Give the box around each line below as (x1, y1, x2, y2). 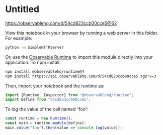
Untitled (5, 4, 40, 15)
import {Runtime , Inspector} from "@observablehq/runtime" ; (5, 92, 134, 97)
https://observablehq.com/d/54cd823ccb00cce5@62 (5, 20, 117, 26)
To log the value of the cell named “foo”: (5, 106, 89, 112)
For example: (5, 35, 33, 41)
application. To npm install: (5, 59, 61, 65)
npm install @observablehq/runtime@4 (5, 69, 85, 74)
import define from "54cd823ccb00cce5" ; (5, 97, 92, 102)
